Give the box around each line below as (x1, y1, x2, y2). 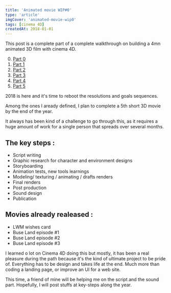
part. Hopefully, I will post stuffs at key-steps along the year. (5, 282, 132, 288)
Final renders (12, 179, 41, 185)
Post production (12, 185, 47, 191)
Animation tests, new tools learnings (12, 168, 89, 174)
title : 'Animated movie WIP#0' (5, 7, 72, 13)
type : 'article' (5, 12, 40, 17)
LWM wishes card (12, 223, 51, 230)
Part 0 (12, 56, 26, 62)
